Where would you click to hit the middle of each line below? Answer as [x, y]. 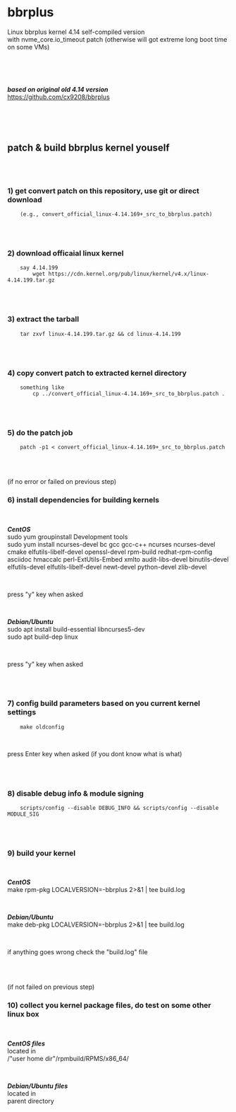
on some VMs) [29, 47]
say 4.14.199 [39, 268]
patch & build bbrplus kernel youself [89, 148]
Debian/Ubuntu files [38, 1086]
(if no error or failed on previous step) [62, 482]
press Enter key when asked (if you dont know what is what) [95, 753]
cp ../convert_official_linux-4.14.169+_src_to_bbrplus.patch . [129, 393]
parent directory [31, 1101]
